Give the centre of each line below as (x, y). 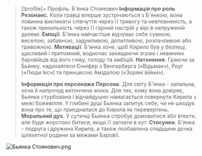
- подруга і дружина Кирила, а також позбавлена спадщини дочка (107, 129)
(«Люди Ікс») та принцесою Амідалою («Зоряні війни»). (93, 72)
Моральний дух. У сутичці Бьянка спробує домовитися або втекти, (109, 116)
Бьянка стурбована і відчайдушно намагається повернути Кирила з (109, 97)
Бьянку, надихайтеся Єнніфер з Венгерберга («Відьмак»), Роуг (102, 66)
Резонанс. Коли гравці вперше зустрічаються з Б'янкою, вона (102, 15)
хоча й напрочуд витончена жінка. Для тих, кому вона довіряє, (102, 90)
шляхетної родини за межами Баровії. (70, 135)
